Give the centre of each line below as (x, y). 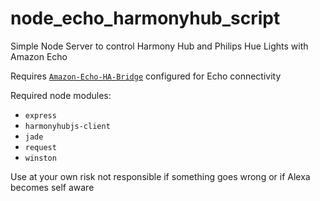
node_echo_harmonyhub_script (145, 18)
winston (40, 158)
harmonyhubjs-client (67, 126)
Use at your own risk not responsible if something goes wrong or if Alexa (160, 176)
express (40, 115)
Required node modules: (61, 95)
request (40, 147)
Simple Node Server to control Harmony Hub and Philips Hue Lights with (159, 46)
